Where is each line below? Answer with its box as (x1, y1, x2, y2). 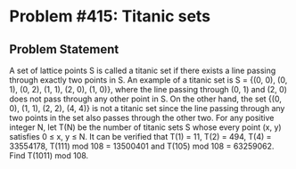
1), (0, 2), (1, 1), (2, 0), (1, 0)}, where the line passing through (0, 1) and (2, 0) (9, 84, 288, 94)
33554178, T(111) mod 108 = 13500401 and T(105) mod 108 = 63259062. (9, 141, 275, 151)
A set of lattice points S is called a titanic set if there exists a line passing (9, 65, 276, 76)
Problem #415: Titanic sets (9, 6, 211, 27)
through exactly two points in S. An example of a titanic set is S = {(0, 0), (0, (9, 75, 288, 85)
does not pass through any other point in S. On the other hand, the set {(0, (9, 93, 283, 104)
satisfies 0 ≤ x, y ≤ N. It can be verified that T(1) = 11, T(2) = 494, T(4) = (9, 132, 272, 141)
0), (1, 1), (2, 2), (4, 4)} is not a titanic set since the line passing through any (9, 103, 285, 113)
